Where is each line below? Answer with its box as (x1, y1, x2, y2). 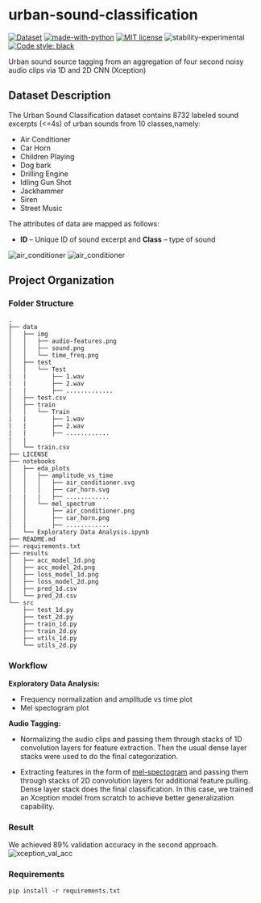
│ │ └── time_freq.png (8, 352, 99, 360)
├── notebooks (8, 458, 56, 466)
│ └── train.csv (8, 443, 70, 452)
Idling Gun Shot (19, 177, 72, 187)
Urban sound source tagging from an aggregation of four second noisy (8, 57, 244, 66)
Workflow (8, 660, 48, 672)
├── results (8, 550, 48, 558)
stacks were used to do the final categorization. (19, 751, 179, 761)
